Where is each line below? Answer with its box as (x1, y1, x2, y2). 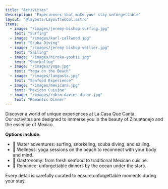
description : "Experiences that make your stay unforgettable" (5, 12, 141, 17)
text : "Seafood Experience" (14, 78, 73, 83)
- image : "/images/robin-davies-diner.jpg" (10, 92, 102, 97)
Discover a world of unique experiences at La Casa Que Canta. (5, 111, 136, 117)
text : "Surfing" (14, 31, 49, 36)
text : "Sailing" (14, 50, 49, 55)
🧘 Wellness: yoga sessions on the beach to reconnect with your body (12, 146, 156, 153)
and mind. (12, 152, 34, 158)
